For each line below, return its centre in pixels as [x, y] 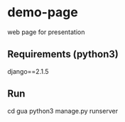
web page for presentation [46, 32]
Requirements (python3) [63, 54]
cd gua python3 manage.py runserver [63, 111]
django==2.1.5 [28, 71]
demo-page [43, 12]
